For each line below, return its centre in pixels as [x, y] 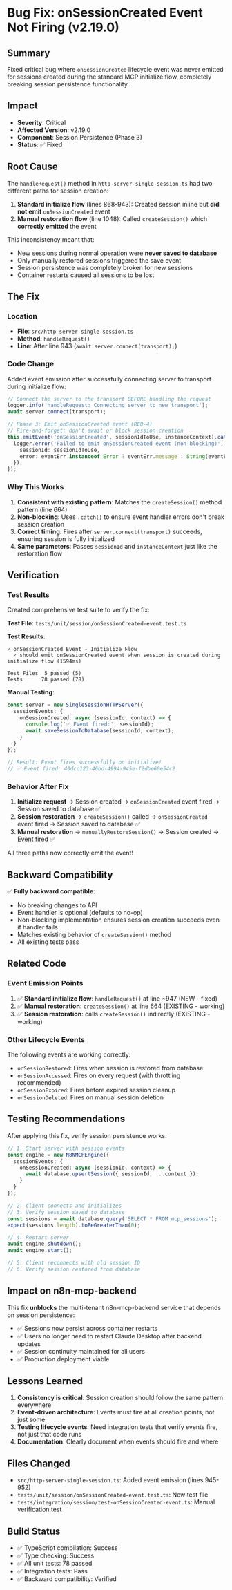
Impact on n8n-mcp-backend [72, 1291]
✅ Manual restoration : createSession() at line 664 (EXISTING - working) [121, 1006]
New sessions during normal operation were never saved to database [117, 253]
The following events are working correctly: [69, 1054]
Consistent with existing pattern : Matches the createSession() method [119, 502]
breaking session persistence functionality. [68, 84]
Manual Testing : [31, 692]
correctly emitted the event [57, 226]
